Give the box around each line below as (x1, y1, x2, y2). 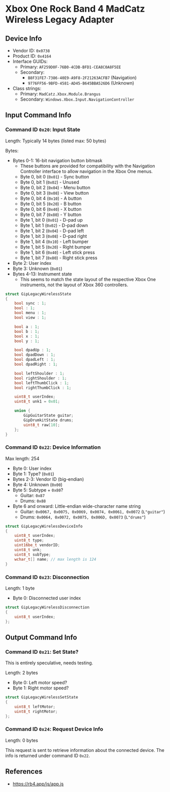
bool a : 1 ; (14, 324, 40, 329)
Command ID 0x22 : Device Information (5, 444, 101, 451)
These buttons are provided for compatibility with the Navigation (20, 163, 155, 169)
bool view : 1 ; (14, 315, 47, 320)
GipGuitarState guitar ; (23, 413, 74, 418)
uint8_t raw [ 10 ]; (23, 422, 60, 428)
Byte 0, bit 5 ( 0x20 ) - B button (20, 200, 82, 206)
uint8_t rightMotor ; (14, 709, 58, 714)
